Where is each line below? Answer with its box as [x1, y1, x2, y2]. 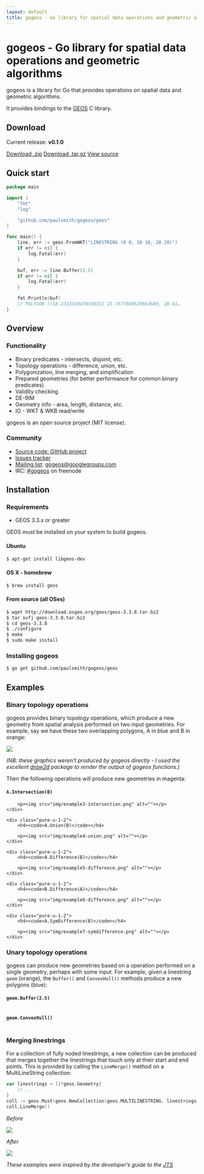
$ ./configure [6, 626, 42, 632]
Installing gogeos [6, 652, 59, 660]
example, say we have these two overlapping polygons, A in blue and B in [6, 727, 190, 734]
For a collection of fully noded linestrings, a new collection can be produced [6, 1050, 197, 1057]
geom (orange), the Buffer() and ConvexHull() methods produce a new [6, 975, 182, 982]
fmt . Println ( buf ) [17, 295, 61, 301]
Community [6, 434, 42, 442]
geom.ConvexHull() [6, 1015, 53, 1021]
